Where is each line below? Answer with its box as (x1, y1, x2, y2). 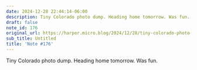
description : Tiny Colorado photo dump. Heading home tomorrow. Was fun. (6, 14, 191, 20)
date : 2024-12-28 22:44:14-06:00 (6, 8, 88, 15)
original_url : (6, 30, 41, 36)
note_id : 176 (6, 24, 38, 31)
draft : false (6, 19, 38, 25)
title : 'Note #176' (6, 41, 54, 47)
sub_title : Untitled (6, 36, 57, 41)
